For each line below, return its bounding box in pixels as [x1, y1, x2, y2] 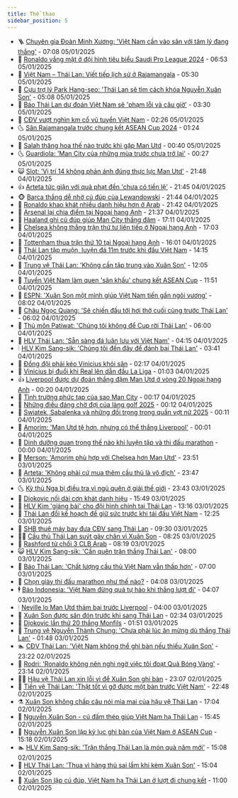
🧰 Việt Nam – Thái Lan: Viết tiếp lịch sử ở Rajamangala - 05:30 [17, 70, 199, 78]
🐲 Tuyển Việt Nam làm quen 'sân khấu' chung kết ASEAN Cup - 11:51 [17, 275, 217, 284]
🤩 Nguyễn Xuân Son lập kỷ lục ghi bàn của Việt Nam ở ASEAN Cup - [17, 727, 217, 736]
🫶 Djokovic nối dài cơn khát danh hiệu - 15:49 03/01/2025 [17, 494, 186, 502]
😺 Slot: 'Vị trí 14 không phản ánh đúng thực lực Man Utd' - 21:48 [17, 166, 207, 175]
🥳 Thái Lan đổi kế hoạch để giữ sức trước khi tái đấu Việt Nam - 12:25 [17, 509, 220, 518]
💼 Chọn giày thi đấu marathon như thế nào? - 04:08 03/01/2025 [17, 577, 204, 585]
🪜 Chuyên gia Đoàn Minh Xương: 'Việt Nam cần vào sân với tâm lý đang [17, 37, 229, 46]
